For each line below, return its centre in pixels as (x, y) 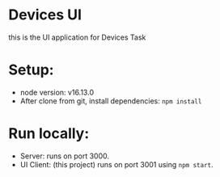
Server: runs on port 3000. (64, 156)
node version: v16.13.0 (57, 92)
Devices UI (45, 15)
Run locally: (49, 134)
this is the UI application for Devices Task (77, 37)
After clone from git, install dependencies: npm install (111, 101)
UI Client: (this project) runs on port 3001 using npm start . (116, 164)
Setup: (31, 70)
